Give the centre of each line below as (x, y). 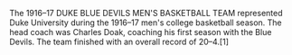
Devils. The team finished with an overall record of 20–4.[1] (119, 41)
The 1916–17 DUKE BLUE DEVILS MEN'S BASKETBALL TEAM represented (146, 13)
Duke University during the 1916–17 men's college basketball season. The (146, 23)
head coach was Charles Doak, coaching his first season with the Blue (141, 32)
